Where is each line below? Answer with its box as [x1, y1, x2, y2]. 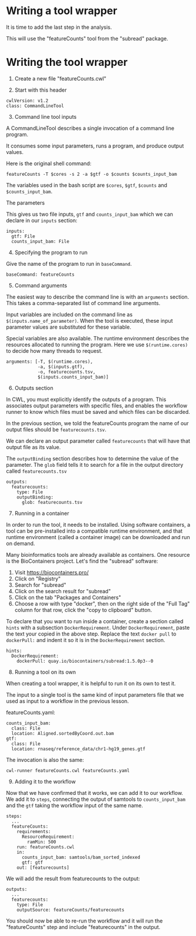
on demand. [6, 540, 35, 547]
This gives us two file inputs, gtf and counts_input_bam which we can [6, 210, 173, 218]
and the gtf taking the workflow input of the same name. [6, 801, 143, 809]
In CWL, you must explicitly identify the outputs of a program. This [6, 396, 167, 403]
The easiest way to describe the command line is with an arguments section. [6, 293, 190, 300]
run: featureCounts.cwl [16, 844, 75, 850]
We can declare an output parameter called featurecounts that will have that [6, 437, 191, 444]
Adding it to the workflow [14, 778, 76, 785]
